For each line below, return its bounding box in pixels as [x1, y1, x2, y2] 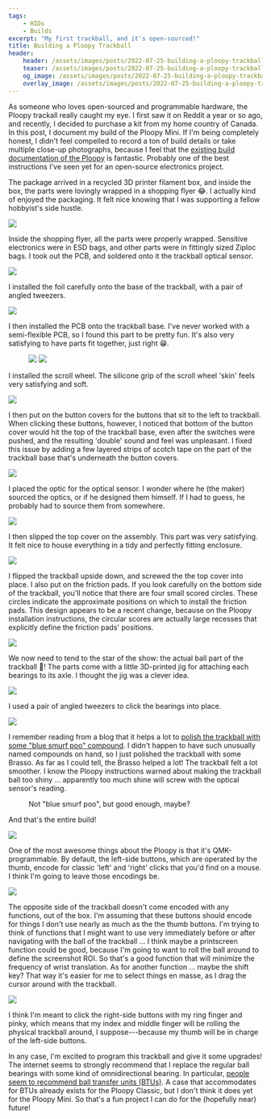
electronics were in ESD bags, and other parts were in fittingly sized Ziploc [8, 242, 256, 252]
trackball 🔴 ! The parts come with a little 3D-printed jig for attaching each [8, 661, 249, 671]
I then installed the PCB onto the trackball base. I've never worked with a [8, 321, 250, 331]
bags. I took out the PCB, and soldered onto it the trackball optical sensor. [8, 251, 254, 261]
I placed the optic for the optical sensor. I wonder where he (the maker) [8, 484, 245, 493]
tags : [8, 11, 27, 20]
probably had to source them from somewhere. [8, 501, 165, 510]
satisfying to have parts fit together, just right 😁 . [8, 338, 169, 348]
